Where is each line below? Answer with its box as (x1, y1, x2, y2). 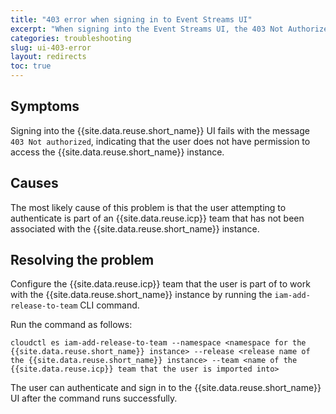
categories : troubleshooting (10, 33, 132, 43)
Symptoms (10, 98, 80, 115)
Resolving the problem (10, 252, 155, 269)
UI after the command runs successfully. (10, 392, 178, 405)
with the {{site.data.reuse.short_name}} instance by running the (10, 289, 273, 301)
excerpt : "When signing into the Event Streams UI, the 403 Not (10, 24, 284, 34)
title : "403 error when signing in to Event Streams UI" (10, 14, 253, 25)
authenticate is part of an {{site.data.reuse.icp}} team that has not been (10, 212, 305, 224)
